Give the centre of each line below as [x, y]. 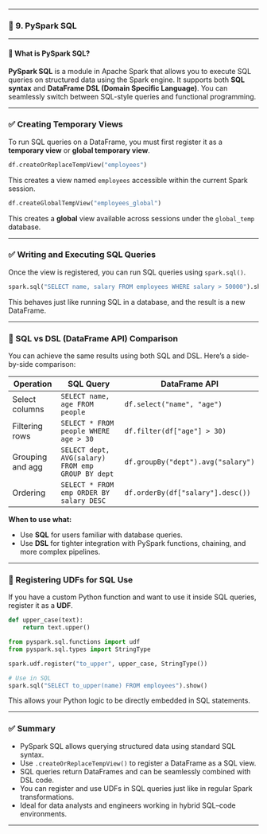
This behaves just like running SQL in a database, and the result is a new [127, 302]
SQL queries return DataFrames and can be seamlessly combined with [135, 771]
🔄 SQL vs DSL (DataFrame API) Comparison [93, 338]
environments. [43, 813]
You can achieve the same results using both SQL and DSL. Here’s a [120, 356]
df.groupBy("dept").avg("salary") [190, 462]
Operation [33, 384]
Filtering [28, 427]
